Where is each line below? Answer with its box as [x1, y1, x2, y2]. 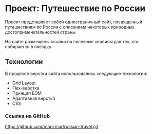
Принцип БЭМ [12, 90, 42, 96]
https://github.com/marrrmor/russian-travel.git [5, 124, 98, 130]
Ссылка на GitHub [5, 112, 50, 119]
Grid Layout [12, 80, 36, 86]
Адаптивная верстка [12, 95, 55, 101]
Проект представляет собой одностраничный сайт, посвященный [5, 19, 143, 25]
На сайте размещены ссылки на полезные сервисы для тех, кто [5, 38, 139, 44]
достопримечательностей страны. [5, 29, 77, 35]
